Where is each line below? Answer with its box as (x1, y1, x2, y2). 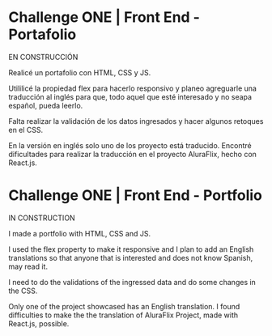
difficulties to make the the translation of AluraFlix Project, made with (8, 310, 239, 320)
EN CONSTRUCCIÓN (8, 52, 79, 62)
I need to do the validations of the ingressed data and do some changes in (8, 277, 257, 287)
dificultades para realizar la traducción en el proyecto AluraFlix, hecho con (8, 149, 257, 159)
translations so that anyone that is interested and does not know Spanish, (8, 253, 253, 262)
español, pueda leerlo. (8, 100, 83, 110)
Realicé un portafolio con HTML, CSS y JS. (8, 67, 151, 77)
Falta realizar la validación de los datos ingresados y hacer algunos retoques (8, 116, 264, 125)
